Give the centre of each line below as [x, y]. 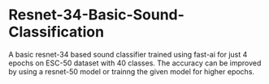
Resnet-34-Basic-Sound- [97, 15]
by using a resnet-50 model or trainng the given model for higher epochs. [131, 71]
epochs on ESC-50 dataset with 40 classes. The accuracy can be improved [135, 63]
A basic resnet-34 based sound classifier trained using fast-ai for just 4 [128, 54]
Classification [56, 32]
